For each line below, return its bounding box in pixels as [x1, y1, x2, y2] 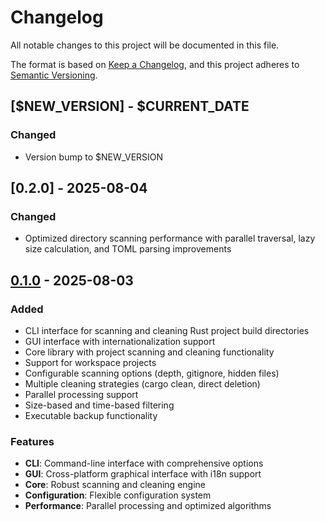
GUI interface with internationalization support [24, 336, 216, 347]
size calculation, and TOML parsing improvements [24, 243, 232, 255]
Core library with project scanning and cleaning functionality [24, 346, 275, 358]
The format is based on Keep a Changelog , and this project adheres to [10, 58, 300, 70]
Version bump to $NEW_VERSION [24, 151, 164, 163]
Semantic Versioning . [10, 69, 98, 81]
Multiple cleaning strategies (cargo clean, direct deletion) [24, 378, 261, 390]
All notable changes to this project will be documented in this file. [10, 39, 280, 51]
